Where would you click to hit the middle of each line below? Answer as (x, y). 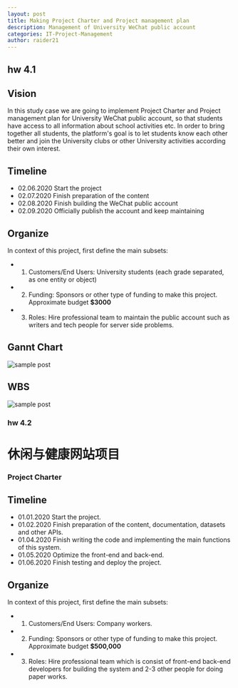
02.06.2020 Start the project (59, 188)
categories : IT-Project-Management (60, 34)
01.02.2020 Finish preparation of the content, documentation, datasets (121, 525)
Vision (22, 93)
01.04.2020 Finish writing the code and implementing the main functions (124, 540)
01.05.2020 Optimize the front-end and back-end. (91, 555)
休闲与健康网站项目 (64, 454)
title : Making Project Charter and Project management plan (99, 21)
